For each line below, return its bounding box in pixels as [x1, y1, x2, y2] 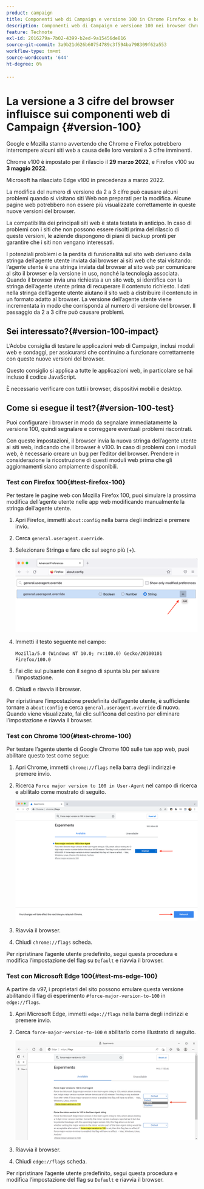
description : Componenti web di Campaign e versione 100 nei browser [6, 22, 186, 29]
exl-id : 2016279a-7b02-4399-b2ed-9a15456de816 [6, 35, 126, 42]
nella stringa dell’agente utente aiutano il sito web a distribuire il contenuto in [6, 289, 198, 297]
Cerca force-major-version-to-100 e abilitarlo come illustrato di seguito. [15, 1029, 196, 1036]
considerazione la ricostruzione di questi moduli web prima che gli [6, 456, 172, 464]
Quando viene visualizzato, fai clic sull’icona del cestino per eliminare [6, 710, 180, 717]
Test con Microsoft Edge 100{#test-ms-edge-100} [6, 972, 158, 980]
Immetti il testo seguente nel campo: [15, 638, 106, 646]
